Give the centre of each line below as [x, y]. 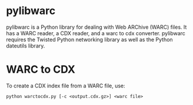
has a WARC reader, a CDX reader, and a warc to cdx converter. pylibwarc [96, 33]
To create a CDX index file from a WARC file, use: [66, 86]
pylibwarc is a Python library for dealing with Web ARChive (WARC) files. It [96, 27]
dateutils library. [26, 46]
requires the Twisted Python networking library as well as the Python [89, 39]
